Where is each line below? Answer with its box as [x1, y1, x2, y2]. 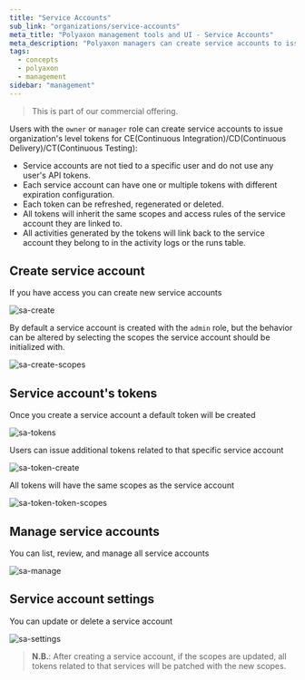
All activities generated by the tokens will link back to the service [22, 228, 265, 238]
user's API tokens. [22, 170, 91, 180]
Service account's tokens [9, 385, 157, 401]
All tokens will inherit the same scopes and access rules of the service [22, 208, 286, 219]
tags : [9, 47, 30, 56]
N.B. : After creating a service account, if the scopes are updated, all [31, 650, 288, 662]
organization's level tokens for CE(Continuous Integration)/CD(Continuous [9, 132, 287, 143]
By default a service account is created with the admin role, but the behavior [9, 323, 293, 334]
